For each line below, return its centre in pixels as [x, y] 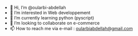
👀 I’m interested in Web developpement [50, 13]
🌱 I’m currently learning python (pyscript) [52, 18]
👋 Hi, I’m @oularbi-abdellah [38, 8]
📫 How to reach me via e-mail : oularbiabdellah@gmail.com [71, 28]
